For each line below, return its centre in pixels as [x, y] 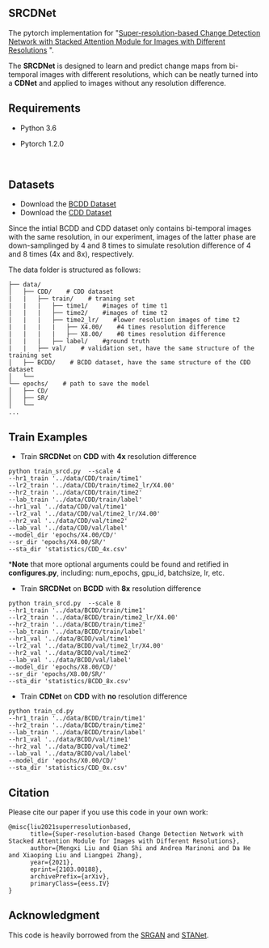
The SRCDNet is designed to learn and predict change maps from [118, 66]
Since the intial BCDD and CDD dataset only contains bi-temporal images [130, 228]
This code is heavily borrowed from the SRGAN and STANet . [109, 935]
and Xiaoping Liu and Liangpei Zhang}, [76, 856]
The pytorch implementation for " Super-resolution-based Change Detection [134, 32]
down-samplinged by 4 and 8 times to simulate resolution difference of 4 [130, 245]
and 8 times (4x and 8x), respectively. [71, 254]
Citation [29, 793]
